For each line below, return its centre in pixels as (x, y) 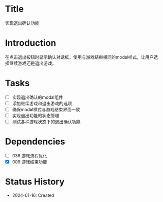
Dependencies (35, 142)
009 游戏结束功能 (30, 162)
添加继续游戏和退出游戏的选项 (42, 103)
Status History (35, 182)
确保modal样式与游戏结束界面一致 (46, 109)
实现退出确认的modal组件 (37, 97)
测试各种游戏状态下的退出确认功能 (46, 122)
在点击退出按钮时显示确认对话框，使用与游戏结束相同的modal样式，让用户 (80, 57)
